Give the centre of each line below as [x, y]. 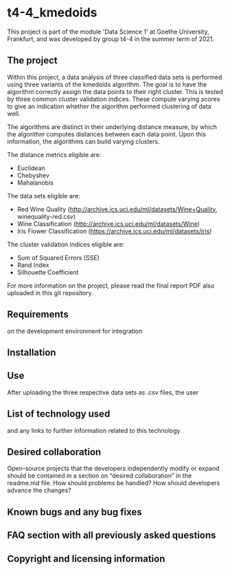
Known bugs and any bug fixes [74, 512]
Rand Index [33, 265]
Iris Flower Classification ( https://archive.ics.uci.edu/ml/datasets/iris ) [114, 231]
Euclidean [31, 168]
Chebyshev [33, 175]
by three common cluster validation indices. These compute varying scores [114, 99]
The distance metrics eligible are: [54, 154]
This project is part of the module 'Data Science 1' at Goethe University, [108, 32]
